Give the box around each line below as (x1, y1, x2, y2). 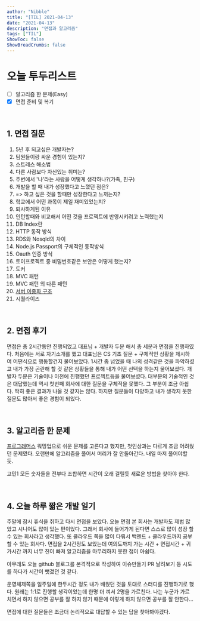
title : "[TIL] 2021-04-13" (7, 14, 74, 20)
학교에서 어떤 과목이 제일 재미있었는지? (15, 198, 106, 205)
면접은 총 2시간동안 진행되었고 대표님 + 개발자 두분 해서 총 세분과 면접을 (7, 343, 174, 350)
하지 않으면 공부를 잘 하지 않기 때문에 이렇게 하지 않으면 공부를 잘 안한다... (22, 595, 194, 603)
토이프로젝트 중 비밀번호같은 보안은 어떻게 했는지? (15, 257, 132, 265)
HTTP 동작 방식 (15, 228, 52, 235)
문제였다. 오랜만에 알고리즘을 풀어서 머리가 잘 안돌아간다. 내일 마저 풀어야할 (12, 450, 188, 457)
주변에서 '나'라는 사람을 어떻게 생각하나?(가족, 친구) (15, 176, 135, 183)
